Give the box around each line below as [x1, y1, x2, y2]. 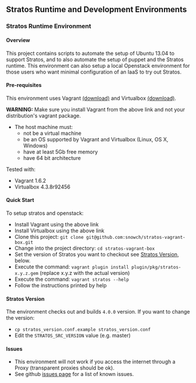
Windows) [23, 142, 48, 149]
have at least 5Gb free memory [23, 148, 98, 155]
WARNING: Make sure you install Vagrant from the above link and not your [6, 106, 185, 113]
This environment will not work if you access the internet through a [14, 358, 176, 365]
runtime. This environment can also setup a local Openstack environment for [6, 62, 190, 69]
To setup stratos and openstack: [6, 210, 84, 217]
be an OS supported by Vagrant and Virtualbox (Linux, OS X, [23, 135, 169, 142]
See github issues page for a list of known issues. [14, 371, 134, 378]
